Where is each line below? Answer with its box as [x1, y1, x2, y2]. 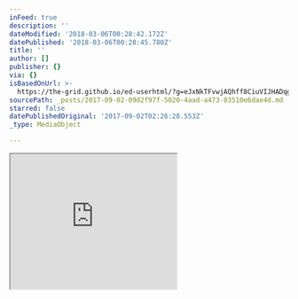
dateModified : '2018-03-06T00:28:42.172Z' [9, 29, 169, 38]
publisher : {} [9, 63, 62, 72]
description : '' [9, 21, 69, 30]
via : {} [9, 71, 38, 80]
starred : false [9, 104, 66, 113]
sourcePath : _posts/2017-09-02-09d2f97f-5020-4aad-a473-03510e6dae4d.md [9, 95, 284, 105]
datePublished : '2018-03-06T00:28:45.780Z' [9, 37, 173, 47]
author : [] [9, 54, 50, 63]
